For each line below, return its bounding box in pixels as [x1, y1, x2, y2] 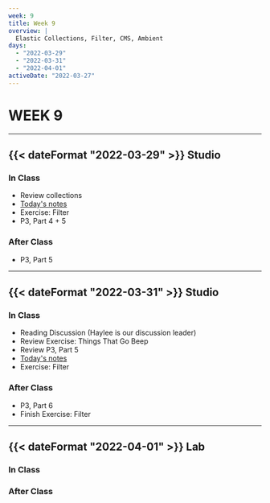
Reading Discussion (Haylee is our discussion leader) [19, 328, 197, 338]
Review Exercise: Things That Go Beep [19, 336, 149, 346]
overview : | [8, 27, 48, 35]
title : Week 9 [8, 19, 56, 27]
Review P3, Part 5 [19, 345, 79, 355]
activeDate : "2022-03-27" [8, 72, 95, 80]
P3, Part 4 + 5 [19, 216, 67, 226]
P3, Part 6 [19, 400, 54, 410]
